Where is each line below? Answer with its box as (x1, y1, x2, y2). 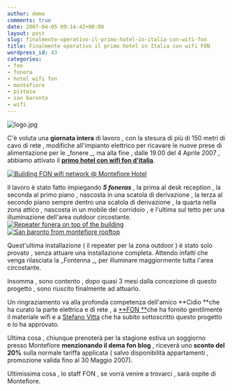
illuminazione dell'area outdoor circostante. (7, 212, 132, 221)
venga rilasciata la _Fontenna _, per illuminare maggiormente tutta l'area (7, 256, 214, 264)
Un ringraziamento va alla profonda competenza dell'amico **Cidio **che (7, 297, 220, 306)
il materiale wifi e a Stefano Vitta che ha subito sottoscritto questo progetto (7, 312, 222, 321)
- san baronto (7, 95, 49, 102)
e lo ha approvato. (7, 320, 59, 328)
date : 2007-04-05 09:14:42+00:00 (7, 23, 105, 30)
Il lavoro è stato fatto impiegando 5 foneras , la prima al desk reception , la (7, 183, 222, 191)
